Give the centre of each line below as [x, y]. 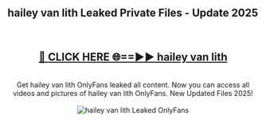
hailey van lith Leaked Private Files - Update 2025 [133, 13]
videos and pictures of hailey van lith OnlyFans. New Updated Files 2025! [133, 93]
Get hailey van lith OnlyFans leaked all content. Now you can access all [133, 85]
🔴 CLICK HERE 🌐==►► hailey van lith [133, 58]
